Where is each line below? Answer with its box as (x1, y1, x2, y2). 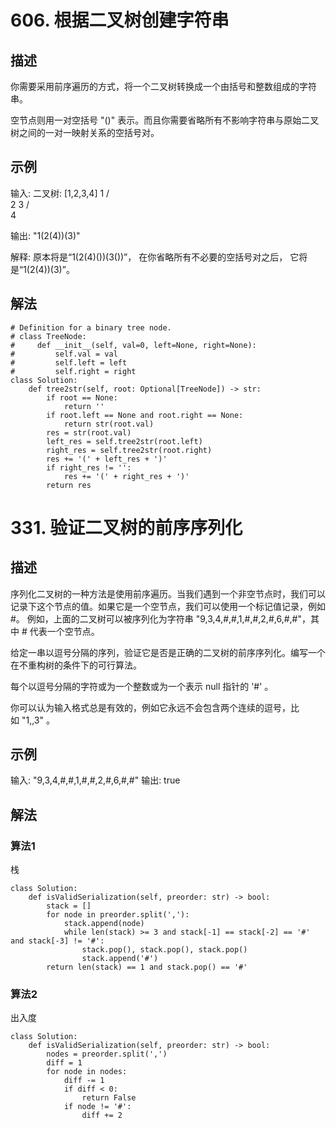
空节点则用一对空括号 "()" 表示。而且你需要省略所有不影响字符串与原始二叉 (10, 114, 320, 126)
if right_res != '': (46, 462, 132, 473)
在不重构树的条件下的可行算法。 (10, 659, 142, 671)
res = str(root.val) (46, 427, 132, 438)
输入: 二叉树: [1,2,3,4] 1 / (10, 187, 110, 199)
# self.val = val (10, 349, 118, 359)
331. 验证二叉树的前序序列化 (10, 516, 243, 539)
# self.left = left (10, 357, 128, 368)
